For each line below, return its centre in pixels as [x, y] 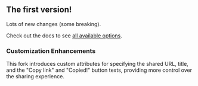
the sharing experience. [35, 77]
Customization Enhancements [51, 51]
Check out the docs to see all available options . [64, 36]
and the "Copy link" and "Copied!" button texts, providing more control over [99, 70]
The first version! [39, 10]
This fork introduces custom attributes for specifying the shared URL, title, [98, 64]
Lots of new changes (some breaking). [54, 24]
